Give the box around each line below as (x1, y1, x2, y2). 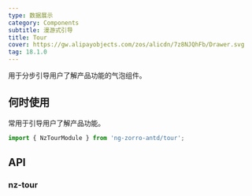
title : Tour (8, 33, 47, 42)
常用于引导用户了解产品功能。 (8, 118, 105, 128)
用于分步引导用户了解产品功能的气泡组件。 (8, 71, 146, 80)
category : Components (8, 19, 80, 27)
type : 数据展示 (8, 11, 54, 20)
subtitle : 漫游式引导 (8, 26, 73, 34)
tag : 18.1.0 (8, 48, 47, 56)
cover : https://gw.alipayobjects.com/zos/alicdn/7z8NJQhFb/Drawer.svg (8, 41, 245, 49)
